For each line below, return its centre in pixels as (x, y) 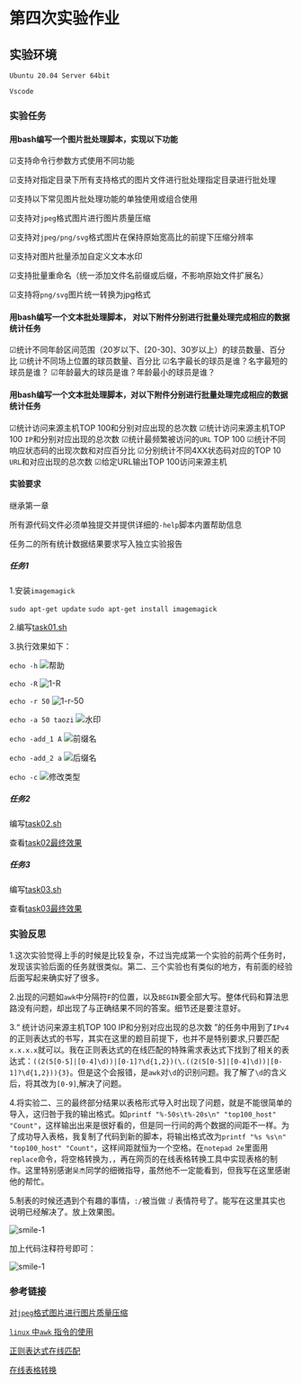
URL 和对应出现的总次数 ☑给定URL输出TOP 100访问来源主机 (118, 461)
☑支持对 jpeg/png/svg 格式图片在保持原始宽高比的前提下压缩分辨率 (132, 237)
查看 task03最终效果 (46, 908)
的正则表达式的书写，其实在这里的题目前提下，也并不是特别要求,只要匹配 (145, 1038)
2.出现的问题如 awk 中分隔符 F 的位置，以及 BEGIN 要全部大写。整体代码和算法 (145, 997)
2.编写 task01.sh (38, 627)
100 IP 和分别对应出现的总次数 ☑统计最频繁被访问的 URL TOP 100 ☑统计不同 (147, 439)
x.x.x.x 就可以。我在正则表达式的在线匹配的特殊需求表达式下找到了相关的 (146, 1049)
